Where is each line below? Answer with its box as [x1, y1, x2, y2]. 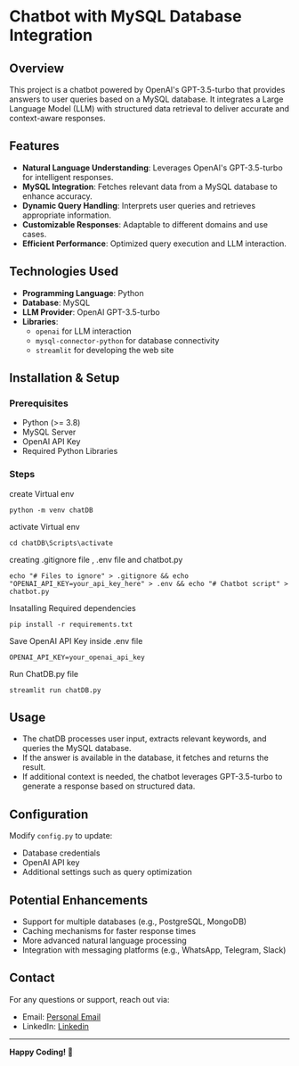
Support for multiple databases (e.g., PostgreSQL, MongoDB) [21, 916, 247, 927]
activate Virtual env [9, 521, 80, 532]
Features [9, 138, 60, 153]
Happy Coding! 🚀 [9, 1046, 74, 1057]
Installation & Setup [9, 370, 120, 385]
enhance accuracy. [21, 190, 93, 202]
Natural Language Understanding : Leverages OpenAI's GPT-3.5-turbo [21, 162, 283, 173]
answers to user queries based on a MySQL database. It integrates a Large [9, 94, 284, 104]
